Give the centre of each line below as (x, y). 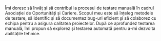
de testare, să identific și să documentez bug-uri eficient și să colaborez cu (81, 18)
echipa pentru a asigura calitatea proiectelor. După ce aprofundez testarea (80, 23)
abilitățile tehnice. (23, 34)
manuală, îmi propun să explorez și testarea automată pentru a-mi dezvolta (80, 28)
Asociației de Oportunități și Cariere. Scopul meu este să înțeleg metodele (79, 13)
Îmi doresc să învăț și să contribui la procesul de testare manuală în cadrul (80, 8)
